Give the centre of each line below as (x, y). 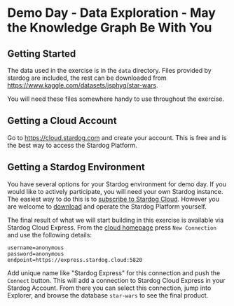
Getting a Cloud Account (62, 121)
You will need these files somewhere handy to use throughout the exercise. (116, 99)
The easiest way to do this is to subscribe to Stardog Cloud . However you (113, 199)
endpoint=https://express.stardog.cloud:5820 (75, 260)
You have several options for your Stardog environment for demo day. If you (117, 184)
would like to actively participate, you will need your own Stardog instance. (115, 191)
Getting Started (42, 54)
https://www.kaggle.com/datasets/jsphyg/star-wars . (83, 85)
